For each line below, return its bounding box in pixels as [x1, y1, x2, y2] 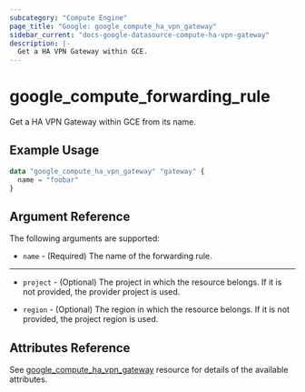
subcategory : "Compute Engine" [9, 13, 128, 23]
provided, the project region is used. [22, 314, 159, 325]
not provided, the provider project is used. [22, 286, 181, 297]
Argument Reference [9, 208, 131, 224]
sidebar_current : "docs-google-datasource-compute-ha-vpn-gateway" [9, 30, 271, 39]
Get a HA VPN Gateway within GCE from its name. [9, 116, 197, 127]
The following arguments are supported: [9, 233, 161, 244]
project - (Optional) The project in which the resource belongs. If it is [22, 276, 282, 287]
